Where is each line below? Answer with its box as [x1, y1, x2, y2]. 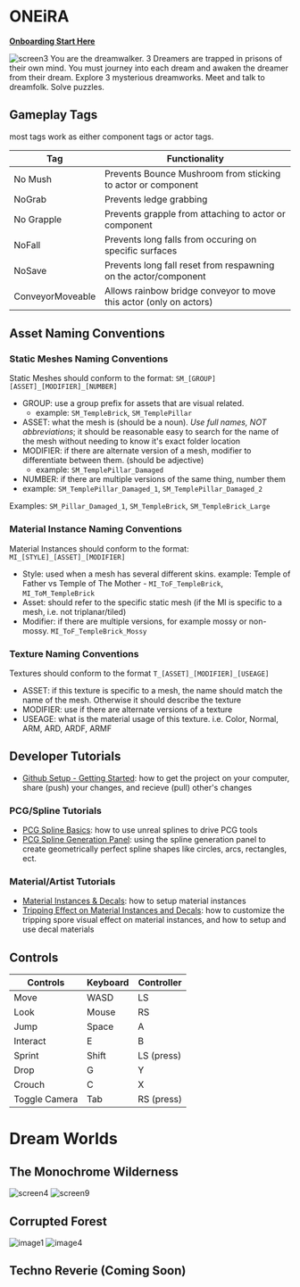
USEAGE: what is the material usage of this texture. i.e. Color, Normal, [21, 714, 279, 725]
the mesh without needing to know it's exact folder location [21, 436, 241, 447]
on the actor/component [104, 270, 206, 282]
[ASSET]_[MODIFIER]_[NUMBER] [9, 382, 118, 392]
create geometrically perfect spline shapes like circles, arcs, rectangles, [21, 843, 287, 854]
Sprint [13, 1050, 39, 1062]
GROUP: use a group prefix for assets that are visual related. [21, 398, 245, 409]
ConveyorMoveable [13, 290, 96, 303]
